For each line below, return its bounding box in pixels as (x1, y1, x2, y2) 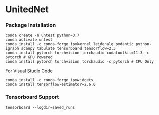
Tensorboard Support (5, 94, 59, 101)
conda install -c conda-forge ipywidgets (5, 78, 94, 83)
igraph (5, 46, 19, 51)
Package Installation (5, 22, 56, 29)
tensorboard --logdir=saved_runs (5, 105, 75, 110)
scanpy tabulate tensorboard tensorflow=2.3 (21, 46, 116, 51)
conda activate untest (5, 37, 53, 42)
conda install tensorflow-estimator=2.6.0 (5, 82, 96, 87)
